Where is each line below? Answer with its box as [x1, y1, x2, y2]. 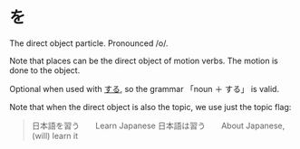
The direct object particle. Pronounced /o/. [9, 37, 169, 49]
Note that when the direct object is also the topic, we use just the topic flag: [9, 101, 292, 112]
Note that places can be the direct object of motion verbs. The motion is [9, 55, 278, 66]
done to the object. [9, 64, 81, 76]
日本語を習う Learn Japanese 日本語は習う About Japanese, [31, 120, 285, 131]
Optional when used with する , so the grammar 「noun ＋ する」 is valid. [9, 83, 279, 94]
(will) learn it [31, 130, 79, 141]
